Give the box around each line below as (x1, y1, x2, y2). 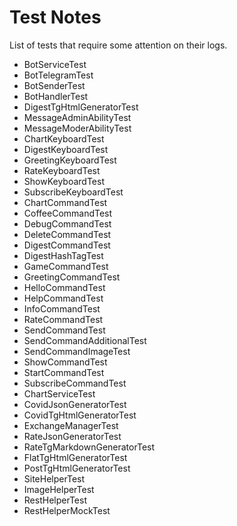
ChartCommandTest (23, 196, 108, 208)
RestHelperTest (23, 494, 87, 506)
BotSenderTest (23, 79, 86, 91)
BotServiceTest (23, 58, 87, 70)
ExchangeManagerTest (23, 419, 119, 431)
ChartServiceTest (23, 387, 96, 400)
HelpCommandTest (23, 292, 104, 304)
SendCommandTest (23, 324, 106, 336)
